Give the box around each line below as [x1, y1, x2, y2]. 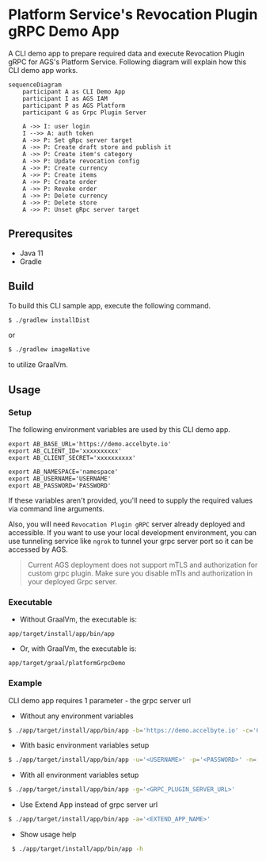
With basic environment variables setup [19, 740, 150, 750]
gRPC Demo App [8, 22, 120, 40]
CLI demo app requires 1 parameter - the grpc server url [8, 695, 192, 705]
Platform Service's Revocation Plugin [8, 6, 258, 24]
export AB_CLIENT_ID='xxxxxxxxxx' [8, 447, 123, 455]
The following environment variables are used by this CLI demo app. [8, 425, 231, 434]
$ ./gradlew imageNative [8, 346, 90, 354]
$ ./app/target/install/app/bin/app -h [11, 845, 144, 853]
